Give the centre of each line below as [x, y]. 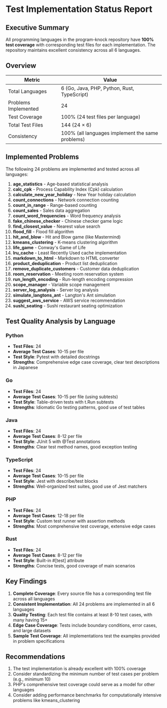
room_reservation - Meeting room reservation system [68, 274]
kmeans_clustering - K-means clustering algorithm [65, 242]
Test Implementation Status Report [79, 9]
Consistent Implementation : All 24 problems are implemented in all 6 [84, 604]
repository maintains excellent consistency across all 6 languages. [73, 50]
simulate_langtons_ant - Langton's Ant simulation [64, 295]
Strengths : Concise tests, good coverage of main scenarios [74, 566]
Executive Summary [37, 28]
